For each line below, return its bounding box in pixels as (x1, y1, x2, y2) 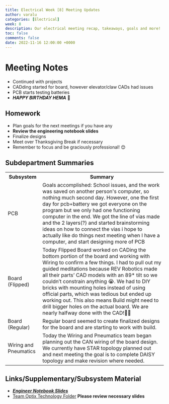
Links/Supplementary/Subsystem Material (5, 374, 141, 383)
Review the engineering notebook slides (12, 128, 99, 134)
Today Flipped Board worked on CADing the (42, 246, 146, 253)
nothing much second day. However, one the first (42, 194, 159, 201)
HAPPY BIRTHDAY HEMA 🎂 (12, 94, 70, 101)
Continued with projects (12, 79, 62, 85)
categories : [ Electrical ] (5, 17, 59, 22)
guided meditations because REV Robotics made (42, 265, 157, 273)
